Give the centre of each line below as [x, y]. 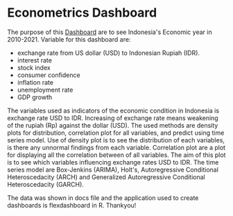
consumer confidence [49, 75]
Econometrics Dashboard [82, 13]
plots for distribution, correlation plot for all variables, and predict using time [116, 133]
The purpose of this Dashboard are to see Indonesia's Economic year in [110, 32]
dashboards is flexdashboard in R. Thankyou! [72, 205]
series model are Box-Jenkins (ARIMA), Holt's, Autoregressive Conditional [113, 169]
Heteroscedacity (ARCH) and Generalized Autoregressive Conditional [106, 177]
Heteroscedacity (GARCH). [46, 184]
